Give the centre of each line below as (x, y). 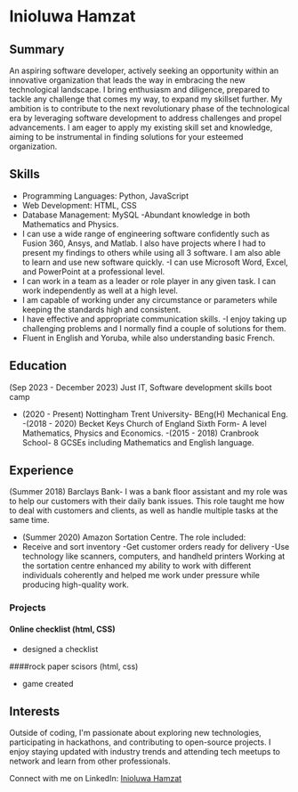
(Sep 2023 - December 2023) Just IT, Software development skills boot (141, 387)
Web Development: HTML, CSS (80, 205)
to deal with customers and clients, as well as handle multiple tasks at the (144, 510)
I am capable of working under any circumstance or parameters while (149, 299)
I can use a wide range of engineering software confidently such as (145, 233)
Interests (35, 711)
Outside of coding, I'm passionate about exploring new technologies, (136, 733)
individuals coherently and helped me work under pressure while (141, 576)
